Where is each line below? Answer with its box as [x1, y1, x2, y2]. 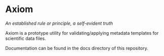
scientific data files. [5, 35, 47, 41]
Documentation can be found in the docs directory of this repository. [5, 45, 148, 51]
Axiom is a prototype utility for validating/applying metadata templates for [5, 30, 159, 36]
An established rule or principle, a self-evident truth [5, 20, 113, 26]
